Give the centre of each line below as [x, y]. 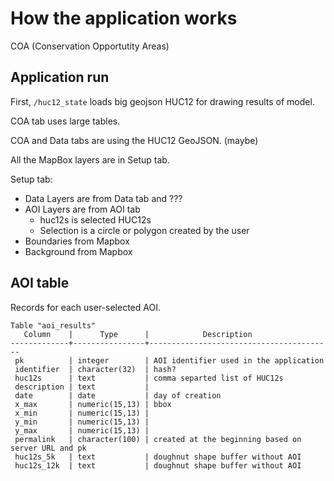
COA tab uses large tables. [65, 121]
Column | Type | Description [138, 334]
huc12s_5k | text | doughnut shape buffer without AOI [158, 457]
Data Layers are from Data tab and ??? [103, 198]
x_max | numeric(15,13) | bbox [93, 404]
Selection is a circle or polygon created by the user [144, 230]
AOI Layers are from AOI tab [82, 209]
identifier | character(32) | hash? [95, 369]
